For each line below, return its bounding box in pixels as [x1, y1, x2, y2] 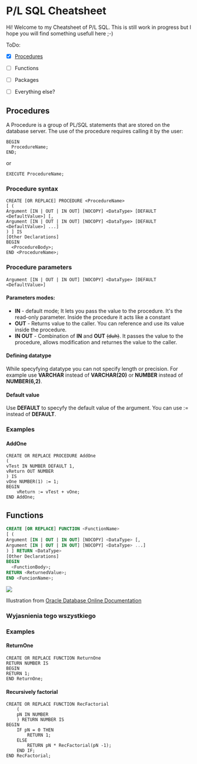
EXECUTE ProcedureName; [6, 171, 65, 177]
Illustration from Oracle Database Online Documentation [6, 597, 142, 604]
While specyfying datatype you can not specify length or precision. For [6, 365, 178, 372]
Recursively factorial [6, 688, 58, 695]
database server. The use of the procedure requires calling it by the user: [6, 128, 183, 134]
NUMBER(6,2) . [6, 378, 42, 384]
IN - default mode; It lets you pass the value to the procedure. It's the [14, 307, 182, 314]
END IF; [16, 747, 35, 754]
